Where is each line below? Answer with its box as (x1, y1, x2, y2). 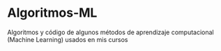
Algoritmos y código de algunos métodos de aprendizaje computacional (7, 28, 214, 36)
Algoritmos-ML (7, 5, 98, 21)
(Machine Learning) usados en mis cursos (7, 35, 128, 43)
